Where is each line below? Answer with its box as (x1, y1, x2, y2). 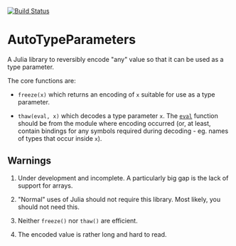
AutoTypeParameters (7, 32, 136, 48)
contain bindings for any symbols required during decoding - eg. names (17, 127, 229, 135)
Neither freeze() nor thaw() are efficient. (17, 216, 138, 225)
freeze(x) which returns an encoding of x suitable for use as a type (17, 90, 215, 99)
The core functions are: (7, 76, 76, 85)
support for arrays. (17, 181, 73, 190)
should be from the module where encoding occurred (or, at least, (17, 119, 211, 127)
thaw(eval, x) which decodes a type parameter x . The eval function (17, 111, 218, 120)
